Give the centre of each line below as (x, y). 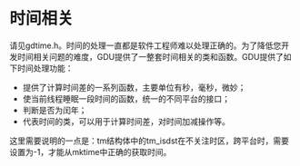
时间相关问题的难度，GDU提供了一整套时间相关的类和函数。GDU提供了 (150, 56)
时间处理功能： (45, 68)
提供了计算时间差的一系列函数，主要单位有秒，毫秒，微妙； (134, 87)
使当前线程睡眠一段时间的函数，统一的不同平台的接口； (126, 98)
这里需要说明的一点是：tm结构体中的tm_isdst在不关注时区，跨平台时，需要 (149, 141)
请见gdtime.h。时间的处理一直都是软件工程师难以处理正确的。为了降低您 (145, 45)
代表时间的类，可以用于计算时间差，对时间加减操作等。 (126, 121)
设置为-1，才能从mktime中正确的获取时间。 (90, 151)
